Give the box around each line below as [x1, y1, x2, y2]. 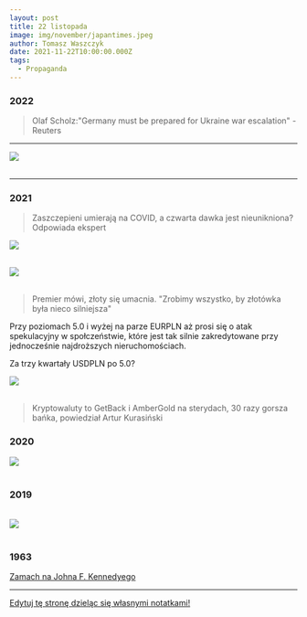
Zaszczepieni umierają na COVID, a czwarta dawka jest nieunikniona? [31, 212, 294, 224]
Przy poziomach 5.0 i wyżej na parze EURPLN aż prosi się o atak [9, 321, 253, 332]
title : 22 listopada [9, 22, 89, 31]
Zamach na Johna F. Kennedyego [9, 571, 136, 582]
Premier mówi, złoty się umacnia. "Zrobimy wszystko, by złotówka [31, 293, 281, 304]
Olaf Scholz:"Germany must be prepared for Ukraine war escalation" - [31, 115, 297, 126]
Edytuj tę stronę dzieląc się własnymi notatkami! [9, 598, 191, 609]
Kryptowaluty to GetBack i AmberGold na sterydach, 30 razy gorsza [31, 403, 289, 414]
